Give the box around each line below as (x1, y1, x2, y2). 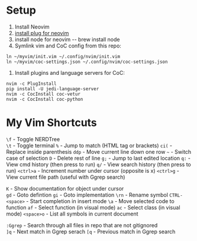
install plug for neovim (14, 29, 69, 36)
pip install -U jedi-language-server (6, 85, 99, 92)
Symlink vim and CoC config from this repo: (14, 42, 121, 49)
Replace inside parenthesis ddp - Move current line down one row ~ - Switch (6, 148, 192, 155)
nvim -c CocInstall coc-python (6, 96, 83, 102)
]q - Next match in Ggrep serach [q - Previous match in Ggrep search (6, 228, 176, 235)
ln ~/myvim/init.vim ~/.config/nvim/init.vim (6, 53, 120, 59)
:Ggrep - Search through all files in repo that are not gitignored (6, 221, 158, 229)
